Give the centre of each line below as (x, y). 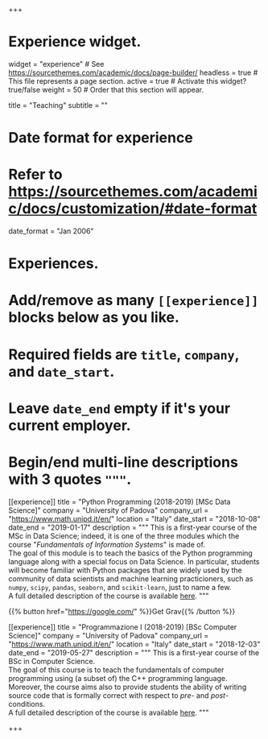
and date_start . (62, 372)
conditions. (27, 704)
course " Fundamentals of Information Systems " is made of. (107, 544)
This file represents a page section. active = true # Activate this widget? (128, 81)
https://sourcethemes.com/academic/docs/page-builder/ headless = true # (133, 72)
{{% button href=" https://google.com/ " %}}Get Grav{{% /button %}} (122, 611)
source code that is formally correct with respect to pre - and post (117, 695)
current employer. (70, 425)
